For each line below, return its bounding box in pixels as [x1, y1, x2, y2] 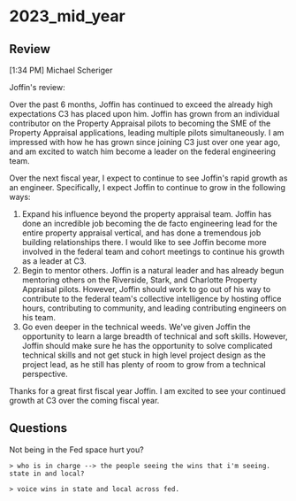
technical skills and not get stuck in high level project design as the [21, 350, 267, 360]
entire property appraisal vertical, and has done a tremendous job [21, 227, 262, 238]
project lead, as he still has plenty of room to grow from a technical [21, 359, 267, 369]
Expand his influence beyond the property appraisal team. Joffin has [21, 209, 272, 219]
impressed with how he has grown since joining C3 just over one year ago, [9, 137, 281, 147]
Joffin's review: [9, 82, 65, 92]
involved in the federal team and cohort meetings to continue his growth [21, 246, 285, 257]
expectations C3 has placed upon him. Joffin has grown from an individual [9, 109, 280, 119]
